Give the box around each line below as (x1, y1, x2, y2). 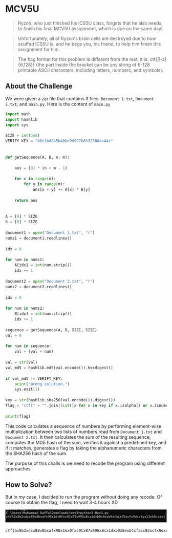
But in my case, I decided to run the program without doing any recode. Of (5, 494, 162, 500)
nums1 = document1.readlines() (5, 235, 72, 241)
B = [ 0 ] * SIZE (5, 220, 38, 225)
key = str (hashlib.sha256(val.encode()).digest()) (5, 398, 116, 403)
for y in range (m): (24, 182, 66, 187)
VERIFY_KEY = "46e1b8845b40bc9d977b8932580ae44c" (5, 139, 114, 144)
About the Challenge (5, 82, 73, 91)
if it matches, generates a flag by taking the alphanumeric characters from (5, 445, 162, 451)
